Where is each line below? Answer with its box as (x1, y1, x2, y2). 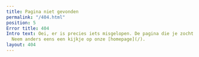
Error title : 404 (6, 25, 50, 31)
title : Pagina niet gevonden (6, 8, 79, 15)
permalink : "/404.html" (6, 14, 66, 20)
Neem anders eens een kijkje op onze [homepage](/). (11, 36, 146, 42)
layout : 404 (6, 42, 36, 48)
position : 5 (6, 20, 36, 26)
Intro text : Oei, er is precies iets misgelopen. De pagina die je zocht (6, 31, 194, 37)
